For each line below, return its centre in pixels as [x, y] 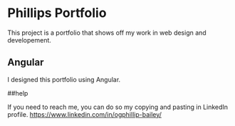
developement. [30, 40]
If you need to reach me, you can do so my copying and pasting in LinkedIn [118, 107]
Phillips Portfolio [57, 13]
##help [18, 93]
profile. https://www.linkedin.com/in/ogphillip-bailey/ [85, 114]
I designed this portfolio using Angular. [64, 79]
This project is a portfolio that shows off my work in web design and [107, 33]
